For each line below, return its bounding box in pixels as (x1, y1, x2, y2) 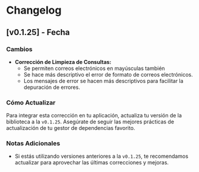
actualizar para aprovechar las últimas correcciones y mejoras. (14, 159, 169, 166)
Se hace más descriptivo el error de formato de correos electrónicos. (23, 71, 193, 78)
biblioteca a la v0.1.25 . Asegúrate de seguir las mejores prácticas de (6, 118, 174, 125)
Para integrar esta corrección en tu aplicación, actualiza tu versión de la (6, 112, 182, 119)
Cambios (6, 45, 33, 53)
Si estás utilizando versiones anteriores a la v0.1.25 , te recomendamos (14, 152, 189, 160)
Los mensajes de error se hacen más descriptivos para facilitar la (23, 77, 184, 84)
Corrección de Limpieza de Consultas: (14, 58, 112, 65)
